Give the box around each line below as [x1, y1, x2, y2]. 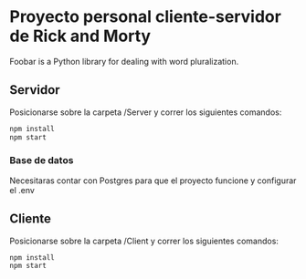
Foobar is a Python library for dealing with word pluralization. [9, 56, 239, 67]
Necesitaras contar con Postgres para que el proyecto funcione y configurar [9, 175, 297, 186]
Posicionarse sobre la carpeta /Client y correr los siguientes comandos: [9, 235, 279, 246]
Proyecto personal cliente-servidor [9, 6, 281, 27]
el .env [9, 184, 35, 195]
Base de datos [9, 154, 74, 167]
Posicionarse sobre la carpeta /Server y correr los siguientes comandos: [9, 107, 282, 118]
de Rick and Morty [9, 26, 152, 46]
